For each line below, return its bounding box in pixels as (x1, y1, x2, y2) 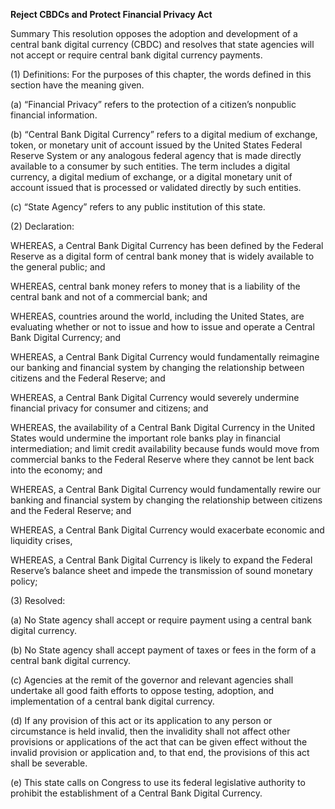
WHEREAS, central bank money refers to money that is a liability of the (10, 280, 301, 292)
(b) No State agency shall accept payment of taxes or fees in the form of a (10, 644, 317, 656)
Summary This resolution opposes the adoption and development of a (10, 28, 298, 39)
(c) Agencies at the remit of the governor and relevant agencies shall (10, 674, 294, 686)
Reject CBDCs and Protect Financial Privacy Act (10, 9, 213, 20)
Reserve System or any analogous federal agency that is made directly (10, 150, 302, 161)
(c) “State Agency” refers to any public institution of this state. (10, 201, 266, 213)
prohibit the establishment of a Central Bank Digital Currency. (10, 787, 263, 799)
